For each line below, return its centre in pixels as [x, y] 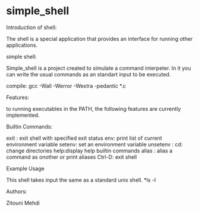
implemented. [23, 115]
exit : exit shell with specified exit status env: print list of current [84, 138]
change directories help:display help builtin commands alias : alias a [89, 151]
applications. [22, 45]
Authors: [17, 191]
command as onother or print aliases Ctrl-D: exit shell [72, 157]
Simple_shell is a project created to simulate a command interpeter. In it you [99, 68]
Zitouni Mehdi [23, 203]
